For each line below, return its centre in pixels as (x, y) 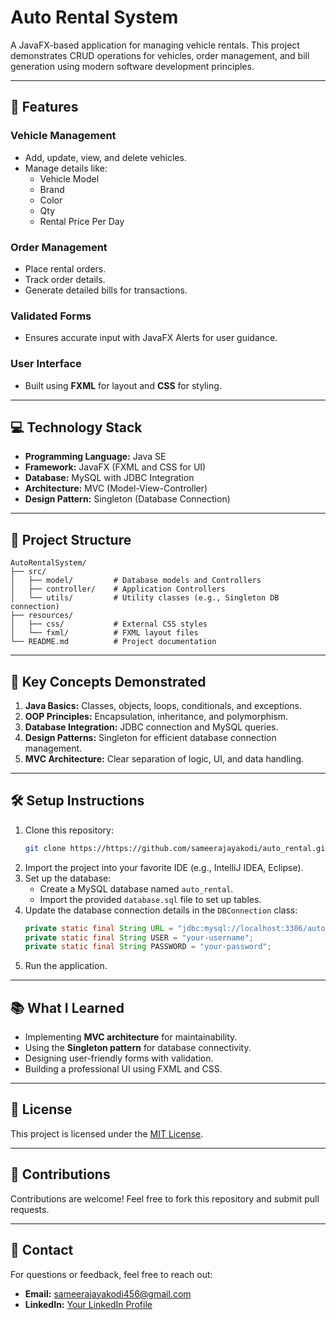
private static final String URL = (99, 928)
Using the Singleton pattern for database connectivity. (138, 1048)
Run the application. (66, 966)
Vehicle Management (63, 136)
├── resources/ (42, 616)
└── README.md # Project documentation (113, 642)
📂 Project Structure (71, 539)
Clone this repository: (69, 830)
